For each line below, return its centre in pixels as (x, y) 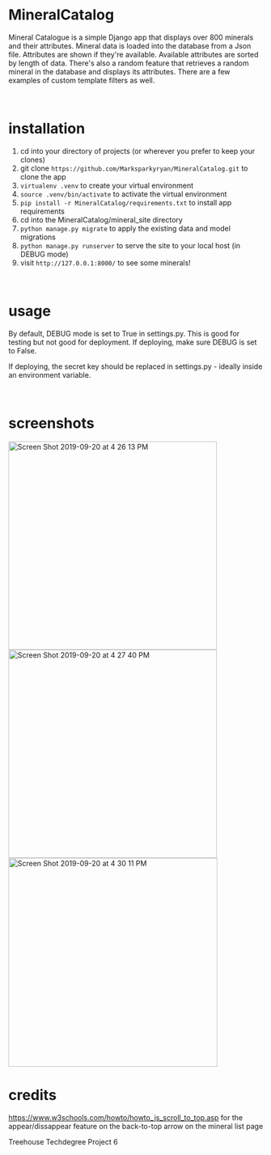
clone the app (43, 176)
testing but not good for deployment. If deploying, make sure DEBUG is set (133, 342)
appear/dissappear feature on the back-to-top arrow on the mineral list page (136, 1126)
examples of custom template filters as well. (82, 80)
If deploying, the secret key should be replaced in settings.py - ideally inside (135, 366)
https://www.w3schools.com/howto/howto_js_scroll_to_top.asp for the (126, 1117)
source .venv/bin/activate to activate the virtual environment (123, 194)
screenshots (51, 423)
